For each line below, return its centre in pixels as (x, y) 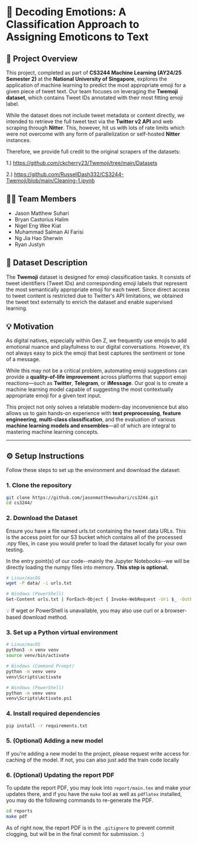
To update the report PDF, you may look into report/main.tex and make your (98, 788)
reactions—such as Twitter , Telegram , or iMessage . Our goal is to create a (97, 383)
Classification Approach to (73, 24)
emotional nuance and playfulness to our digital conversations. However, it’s (98, 347)
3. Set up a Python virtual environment (62, 632)
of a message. (23, 359)
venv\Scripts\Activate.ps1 (39, 699)
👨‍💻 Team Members (41, 199)
